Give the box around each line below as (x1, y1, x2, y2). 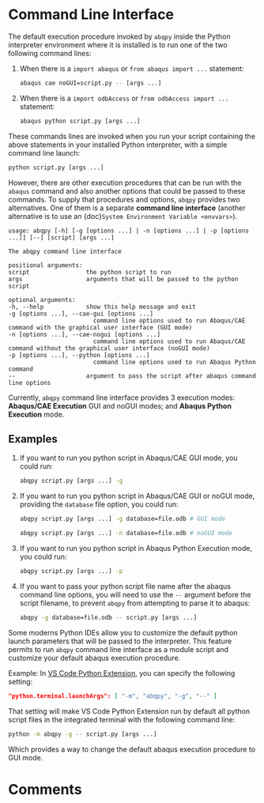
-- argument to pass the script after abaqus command (8, 371, 257, 380)
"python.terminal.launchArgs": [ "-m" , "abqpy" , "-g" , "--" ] (8, 692, 217, 700)
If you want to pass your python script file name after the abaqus (19, 581, 232, 590)
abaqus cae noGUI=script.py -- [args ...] (19, 79, 162, 87)
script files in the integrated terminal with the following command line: (8, 714, 236, 724)
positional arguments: (8, 261, 83, 270)
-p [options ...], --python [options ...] (8, 351, 150, 359)
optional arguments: (8, 296, 77, 303)
